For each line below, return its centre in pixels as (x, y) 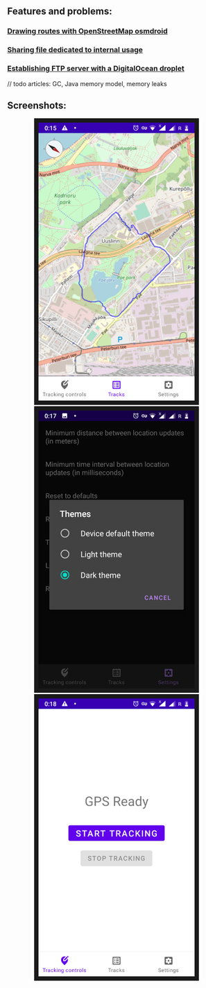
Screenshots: (37, 105)
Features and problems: (60, 11)
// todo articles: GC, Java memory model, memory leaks (87, 83)
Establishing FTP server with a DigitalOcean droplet (96, 69)
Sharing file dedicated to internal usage (75, 50)
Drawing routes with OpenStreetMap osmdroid (87, 31)
